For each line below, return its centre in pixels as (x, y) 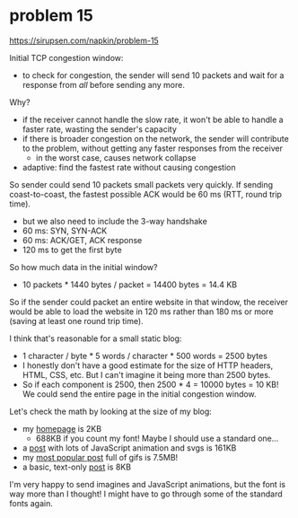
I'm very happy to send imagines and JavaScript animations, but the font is (147, 484)
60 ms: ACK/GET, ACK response (82, 240)
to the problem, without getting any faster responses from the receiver (152, 148)
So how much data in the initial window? (83, 267)
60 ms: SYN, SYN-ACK (65, 231)
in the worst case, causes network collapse (116, 157)
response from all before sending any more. (104, 84)
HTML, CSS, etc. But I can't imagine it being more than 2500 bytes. (146, 374)
